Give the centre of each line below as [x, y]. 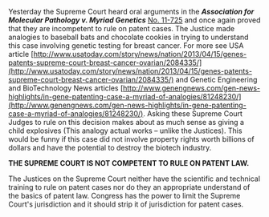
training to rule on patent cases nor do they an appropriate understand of [129, 187]
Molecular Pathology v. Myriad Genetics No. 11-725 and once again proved [134, 20]
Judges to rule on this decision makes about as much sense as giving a [126, 122]
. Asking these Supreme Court [193, 114]
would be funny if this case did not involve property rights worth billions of [131, 139]
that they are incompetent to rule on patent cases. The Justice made [122, 28]
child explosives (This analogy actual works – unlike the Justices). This [125, 131]
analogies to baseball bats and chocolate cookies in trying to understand [128, 37]
